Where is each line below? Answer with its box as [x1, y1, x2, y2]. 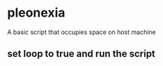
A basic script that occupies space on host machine [7, 28, 156, 36]
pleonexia [7, 5, 65, 21]
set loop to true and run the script [7, 48, 155, 60]
